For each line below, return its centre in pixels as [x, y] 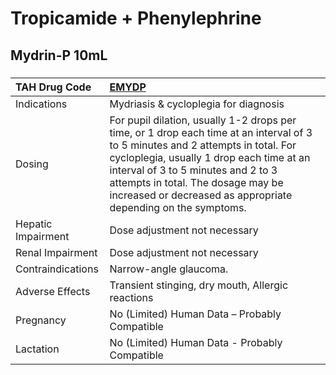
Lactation [37, 349]
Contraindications [57, 269]
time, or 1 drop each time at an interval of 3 [211, 132]
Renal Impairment [56, 252]
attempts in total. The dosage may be [196, 182]
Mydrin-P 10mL [59, 55]
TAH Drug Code [53, 87]
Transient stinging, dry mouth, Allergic [199, 285]
